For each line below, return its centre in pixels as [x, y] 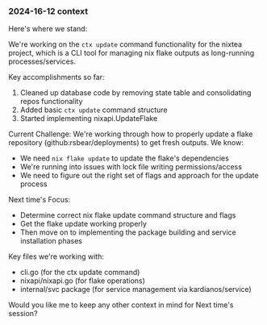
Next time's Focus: [40, 200]
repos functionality [51, 102]
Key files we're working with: [56, 256]
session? [23, 314]
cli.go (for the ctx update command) [80, 273]
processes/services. [42, 61]
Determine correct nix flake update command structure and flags [128, 215]
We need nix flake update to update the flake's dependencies [125, 158]
